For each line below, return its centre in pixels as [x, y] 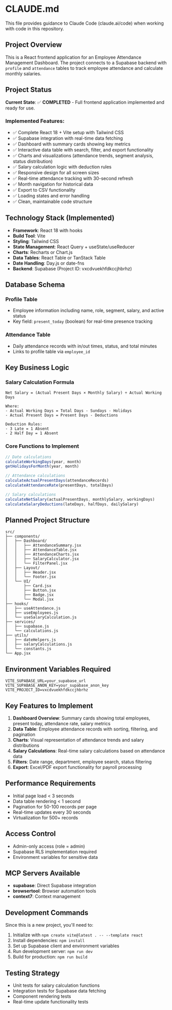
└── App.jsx [18, 653]
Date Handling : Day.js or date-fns [49, 263]
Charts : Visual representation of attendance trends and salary [78, 740]
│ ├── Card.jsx [28, 586]
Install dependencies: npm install [49, 941]
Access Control [31, 834]
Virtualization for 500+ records [45, 817]
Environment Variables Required [58, 669]
